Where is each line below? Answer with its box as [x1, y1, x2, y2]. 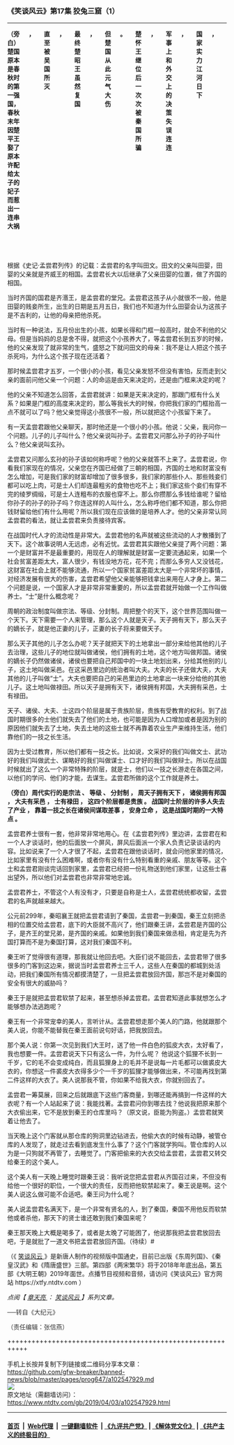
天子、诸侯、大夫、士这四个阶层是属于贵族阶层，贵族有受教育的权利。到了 [7, 707, 221, 715]
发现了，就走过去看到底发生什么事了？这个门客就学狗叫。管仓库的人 [25, 1140, 221, 1149]
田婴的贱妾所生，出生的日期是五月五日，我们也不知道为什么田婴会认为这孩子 [7, 302, 227, 311]
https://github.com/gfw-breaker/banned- [7, 1367, 125, 1377]
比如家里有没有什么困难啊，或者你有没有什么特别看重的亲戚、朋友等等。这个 [7, 856, 227, 864]
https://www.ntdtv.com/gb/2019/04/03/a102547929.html [7, 1398, 171, 1407]
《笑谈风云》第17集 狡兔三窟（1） [7, 6, 120, 15]
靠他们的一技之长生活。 [7, 733, 75, 741]
